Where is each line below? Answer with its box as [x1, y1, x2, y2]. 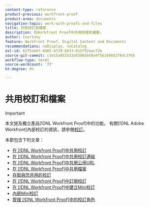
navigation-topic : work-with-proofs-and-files [5, 21, 102, 26]
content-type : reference [5, 7, 56, 12]
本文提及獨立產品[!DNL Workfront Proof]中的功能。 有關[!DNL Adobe [5, 120, 144, 126]
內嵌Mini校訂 [12, 190, 38, 196]
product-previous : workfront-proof [5, 12, 78, 17]
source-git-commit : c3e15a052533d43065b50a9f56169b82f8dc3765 [5, 53, 135, 58]
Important [5, 110, 25, 116]
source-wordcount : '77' [5, 62, 54, 67]
